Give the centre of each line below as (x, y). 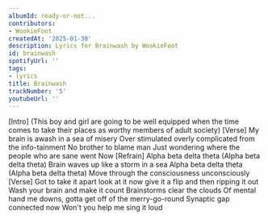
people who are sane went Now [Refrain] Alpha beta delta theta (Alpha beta (134, 156)
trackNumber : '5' (38, 91)
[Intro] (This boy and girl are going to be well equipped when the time (124, 121)
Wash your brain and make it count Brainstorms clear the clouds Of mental (132, 190)
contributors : (32, 23)
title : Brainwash (38, 83)
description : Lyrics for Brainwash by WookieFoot (94, 46)
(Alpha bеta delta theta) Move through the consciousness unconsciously (129, 173)
